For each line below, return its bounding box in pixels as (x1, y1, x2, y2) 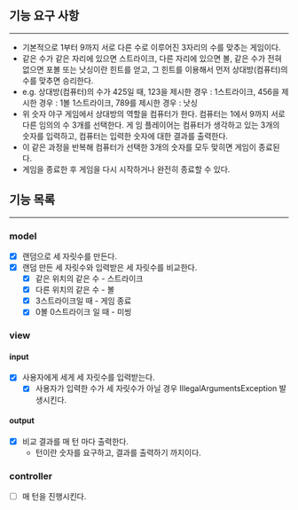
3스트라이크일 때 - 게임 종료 (35, 295, 132, 306)
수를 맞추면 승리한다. (21, 75, 94, 86)
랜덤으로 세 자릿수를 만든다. (21, 251, 118, 262)
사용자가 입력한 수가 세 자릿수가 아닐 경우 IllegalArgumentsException (35, 383, 278, 394)
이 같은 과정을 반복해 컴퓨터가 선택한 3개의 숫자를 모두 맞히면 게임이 (21, 141, 257, 153)
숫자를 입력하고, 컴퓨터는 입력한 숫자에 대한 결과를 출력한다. (21, 130, 229, 141)
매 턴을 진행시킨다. (21, 491, 87, 502)
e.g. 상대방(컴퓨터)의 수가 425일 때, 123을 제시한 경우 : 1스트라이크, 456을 (21, 86, 280, 97)
